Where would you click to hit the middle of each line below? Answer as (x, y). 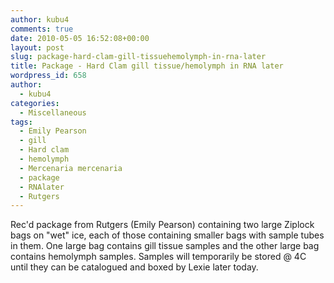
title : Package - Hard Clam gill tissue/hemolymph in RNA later (147, 66)
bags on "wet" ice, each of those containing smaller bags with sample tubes (167, 235)
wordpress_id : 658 (48, 76)
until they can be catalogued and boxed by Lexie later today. (134, 267)
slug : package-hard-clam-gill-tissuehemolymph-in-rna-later (138, 57)
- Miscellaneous (53, 112)
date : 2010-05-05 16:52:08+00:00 (80, 38)
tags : (21, 122)
